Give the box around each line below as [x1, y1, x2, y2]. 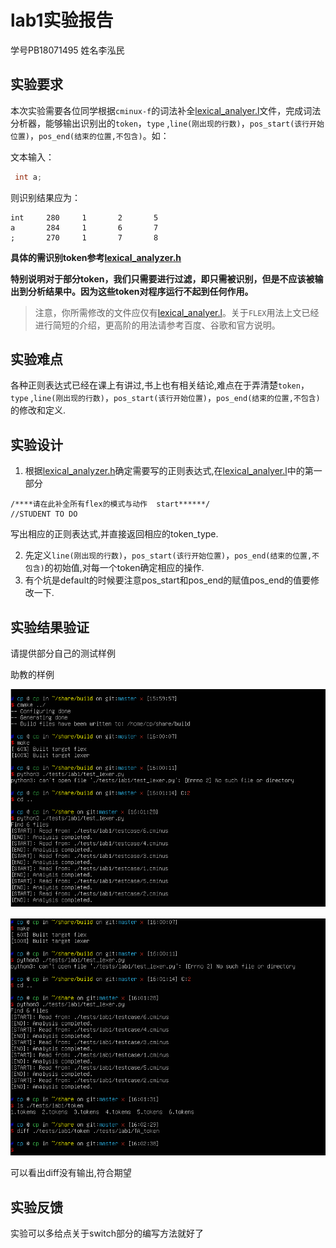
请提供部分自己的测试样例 [10, 647, 116, 660]
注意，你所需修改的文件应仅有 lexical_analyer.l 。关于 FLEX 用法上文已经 [34, 306, 320, 318]
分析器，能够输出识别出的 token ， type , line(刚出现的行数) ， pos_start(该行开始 [10, 117, 325, 129]
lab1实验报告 [10, 9, 114, 32]
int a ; [14, 172, 43, 182]
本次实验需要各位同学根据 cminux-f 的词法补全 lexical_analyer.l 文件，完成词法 [10, 104, 322, 116]
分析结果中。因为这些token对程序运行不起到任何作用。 [27, 285, 254, 297]
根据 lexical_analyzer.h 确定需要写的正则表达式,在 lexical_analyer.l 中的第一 [24, 465, 323, 477]
